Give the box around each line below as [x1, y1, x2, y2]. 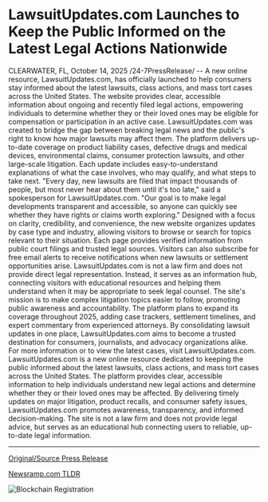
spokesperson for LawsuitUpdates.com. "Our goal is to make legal [8, 193, 227, 203]
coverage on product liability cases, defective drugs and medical [34, 142, 247, 152]
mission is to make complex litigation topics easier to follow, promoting [8, 294, 241, 304]
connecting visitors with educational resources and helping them [8, 278, 222, 287]
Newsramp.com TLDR [8, 468, 81, 478]
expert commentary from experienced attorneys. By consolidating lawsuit [8, 320, 250, 330]
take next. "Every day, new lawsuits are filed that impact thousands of [8, 176, 238, 185]
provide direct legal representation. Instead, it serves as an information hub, [8, 269, 258, 279]
